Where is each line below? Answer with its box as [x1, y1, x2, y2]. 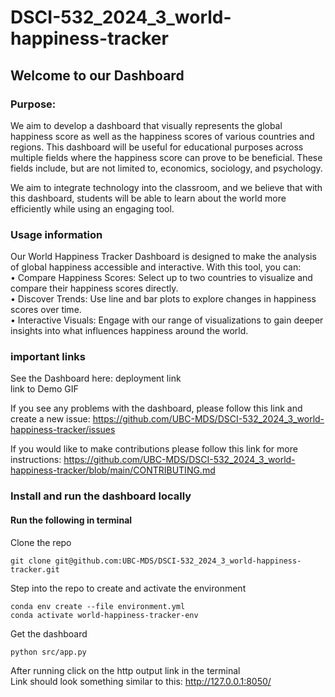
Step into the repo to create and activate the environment [10, 582, 247, 594]
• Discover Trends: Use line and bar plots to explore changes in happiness [10, 293, 317, 305]
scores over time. [10, 304, 82, 316]
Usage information [10, 227, 103, 241]
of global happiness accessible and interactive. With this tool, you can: [10, 261, 302, 273]
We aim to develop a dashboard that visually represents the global [10, 119, 283, 131]
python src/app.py [10, 647, 87, 657]
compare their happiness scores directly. [10, 282, 179, 295]
